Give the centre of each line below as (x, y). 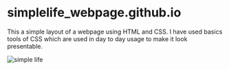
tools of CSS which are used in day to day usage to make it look (97, 38)
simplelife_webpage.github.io (94, 13)
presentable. (25, 46)
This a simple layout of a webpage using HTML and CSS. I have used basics (115, 32)
